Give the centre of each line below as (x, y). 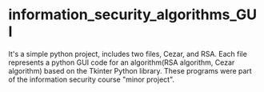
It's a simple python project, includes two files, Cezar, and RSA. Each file (128, 54)
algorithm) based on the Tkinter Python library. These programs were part (130, 70)
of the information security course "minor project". (91, 79)
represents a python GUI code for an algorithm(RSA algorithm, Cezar (122, 62)
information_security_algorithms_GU (133, 15)
